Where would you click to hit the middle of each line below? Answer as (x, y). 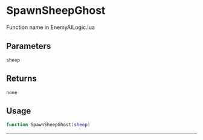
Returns (22, 79)
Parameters (29, 46)
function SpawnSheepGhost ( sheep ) (48, 125)
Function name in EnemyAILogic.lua (51, 27)
